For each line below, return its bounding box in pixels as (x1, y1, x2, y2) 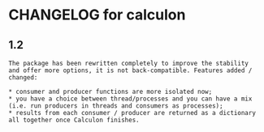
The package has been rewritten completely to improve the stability (8, 59, 249, 67)
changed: (8, 74, 38, 82)
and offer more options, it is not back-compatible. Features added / (8, 66, 253, 75)
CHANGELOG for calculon (8, 6, 186, 24)
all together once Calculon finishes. (8, 116, 140, 124)
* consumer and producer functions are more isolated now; (8, 87, 213, 96)
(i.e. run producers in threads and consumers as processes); (8, 102, 223, 110)
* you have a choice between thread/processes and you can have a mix (8, 95, 253, 103)
